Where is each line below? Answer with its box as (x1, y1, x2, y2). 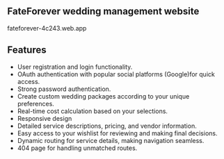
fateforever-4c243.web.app (7, 24, 87, 32)
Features (7, 44, 47, 56)
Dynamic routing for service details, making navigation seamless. (17, 136, 205, 144)
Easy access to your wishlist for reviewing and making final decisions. (17, 128, 218, 137)
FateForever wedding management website (7, 6, 200, 17)
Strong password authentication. (17, 85, 111, 93)
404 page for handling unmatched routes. (17, 144, 138, 152)
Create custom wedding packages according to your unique (17, 92, 190, 100)
